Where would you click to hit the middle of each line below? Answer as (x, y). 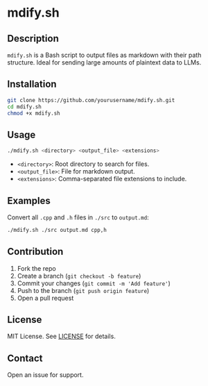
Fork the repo (37, 268)
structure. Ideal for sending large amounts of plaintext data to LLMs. (104, 62)
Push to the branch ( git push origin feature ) (83, 290)
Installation (32, 84)
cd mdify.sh (24, 107)
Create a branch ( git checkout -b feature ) (79, 276)
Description (33, 39)
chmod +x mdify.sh (34, 113)
